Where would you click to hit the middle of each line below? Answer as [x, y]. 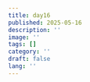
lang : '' [22, 66]
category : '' [29, 52]
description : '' [34, 30]
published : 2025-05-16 [45, 23]
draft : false [29, 59]
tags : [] [22, 45]
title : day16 [29, 15]
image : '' [24, 37]
